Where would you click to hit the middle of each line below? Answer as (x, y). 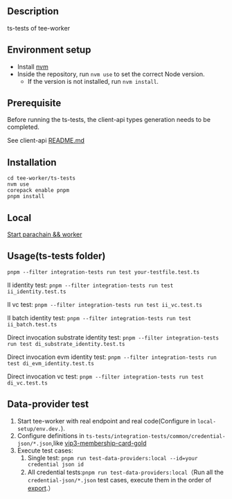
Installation (32, 162)
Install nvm (33, 67)
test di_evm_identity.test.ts (51, 363)
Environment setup (49, 50)
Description (33, 11)
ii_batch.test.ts (32, 324)
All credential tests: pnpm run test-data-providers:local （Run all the (125, 472)
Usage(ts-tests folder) (56, 256)
